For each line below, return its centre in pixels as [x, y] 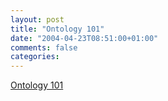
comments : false [44, 47]
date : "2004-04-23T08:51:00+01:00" [84, 38]
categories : [35, 57]
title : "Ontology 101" [57, 29]
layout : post [37, 19]
